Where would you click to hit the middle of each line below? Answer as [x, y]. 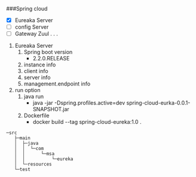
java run [34, 97]
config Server [32, 27]
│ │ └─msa [34, 154]
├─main [22, 138]
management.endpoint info [57, 84]
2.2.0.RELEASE [51, 59]
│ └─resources [33, 164]
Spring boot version [48, 52]
